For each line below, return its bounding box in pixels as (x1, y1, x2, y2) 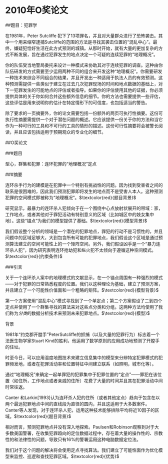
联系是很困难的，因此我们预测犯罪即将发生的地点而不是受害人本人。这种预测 (5, 188, 163, 194)
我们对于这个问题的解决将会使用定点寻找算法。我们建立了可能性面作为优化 (5, 447, 158, 453)
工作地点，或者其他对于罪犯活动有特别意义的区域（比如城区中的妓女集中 (5, 211, 154, 217)
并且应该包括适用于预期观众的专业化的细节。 (13, 128, 106, 135)
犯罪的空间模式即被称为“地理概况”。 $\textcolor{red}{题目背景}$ (5, 194, 136, 200)
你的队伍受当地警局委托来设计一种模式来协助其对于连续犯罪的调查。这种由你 (5, 62, 163, 68)
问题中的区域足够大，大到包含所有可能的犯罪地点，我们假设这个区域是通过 (5, 234, 158, 240)
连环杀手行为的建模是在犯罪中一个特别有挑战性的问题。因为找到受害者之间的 (5, 182, 163, 188)
